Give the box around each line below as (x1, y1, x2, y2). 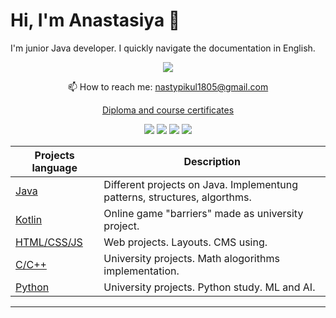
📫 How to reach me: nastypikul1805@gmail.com (67, 80, 269, 93)
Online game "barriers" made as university (103, 206, 304, 220)
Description (183, 154, 241, 168)
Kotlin (15, 212, 43, 226)
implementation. (103, 264, 180, 278)
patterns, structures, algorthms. (103, 190, 252, 204)
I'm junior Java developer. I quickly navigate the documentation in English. (10, 42, 316, 54)
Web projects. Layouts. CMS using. (103, 235, 268, 249)
